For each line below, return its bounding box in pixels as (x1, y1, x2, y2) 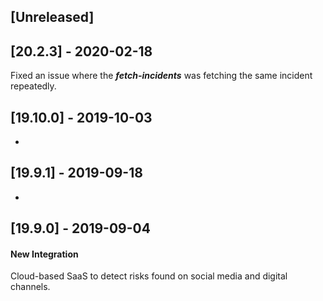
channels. (10, 281, 51, 293)
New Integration (10, 248, 79, 260)
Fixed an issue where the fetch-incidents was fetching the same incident (10, 70, 313, 82)
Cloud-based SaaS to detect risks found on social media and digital (10, 270, 288, 282)
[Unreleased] (10, 9, 95, 26)
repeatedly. (10, 80, 57, 92)
